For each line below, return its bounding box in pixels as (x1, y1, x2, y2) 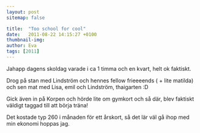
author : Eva (6, 43, 37, 49)
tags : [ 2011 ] (6, 48, 40, 55)
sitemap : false (6, 15, 45, 21)
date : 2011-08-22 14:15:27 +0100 (6, 31, 97, 37)
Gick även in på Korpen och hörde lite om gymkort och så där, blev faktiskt (6, 95, 194, 102)
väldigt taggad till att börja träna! (6, 101, 89, 109)
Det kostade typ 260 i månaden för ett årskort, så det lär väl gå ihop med (6, 113, 190, 121)
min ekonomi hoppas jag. (6, 120, 70, 127)
